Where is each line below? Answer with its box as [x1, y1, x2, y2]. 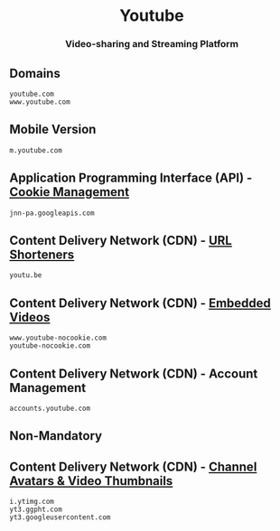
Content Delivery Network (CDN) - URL [9, 232, 232, 248]
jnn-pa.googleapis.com [9, 209, 95, 218]
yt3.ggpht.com [9, 505, 63, 515]
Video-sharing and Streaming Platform [64, 38, 239, 51]
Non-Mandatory [9, 428, 102, 443]
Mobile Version [9, 122, 97, 137]
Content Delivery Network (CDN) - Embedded [9, 295, 271, 311]
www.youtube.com [9, 97, 70, 107]
